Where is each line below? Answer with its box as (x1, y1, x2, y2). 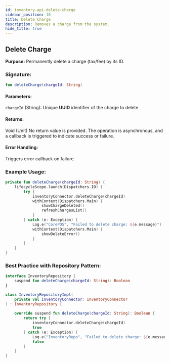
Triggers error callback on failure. (5, 155, 75, 162)
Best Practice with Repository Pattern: (5, 262, 101, 269)
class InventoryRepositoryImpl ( (5, 292, 73, 297)
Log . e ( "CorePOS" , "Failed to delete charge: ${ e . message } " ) (32, 222, 162, 227)
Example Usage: (5, 168, 47, 175)
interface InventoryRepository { (5, 274, 76, 279)
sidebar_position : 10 (5, 12, 51, 17)
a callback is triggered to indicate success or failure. (5, 132, 115, 139)
